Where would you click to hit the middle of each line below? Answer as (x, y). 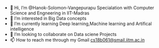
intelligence (22, 29)
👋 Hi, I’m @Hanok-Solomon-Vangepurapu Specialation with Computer (82, 8)
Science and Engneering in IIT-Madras (49, 13)
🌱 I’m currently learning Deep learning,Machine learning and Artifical (81, 23)
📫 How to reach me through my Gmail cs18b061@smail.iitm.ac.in (77, 40)
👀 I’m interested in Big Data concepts (48, 18)
